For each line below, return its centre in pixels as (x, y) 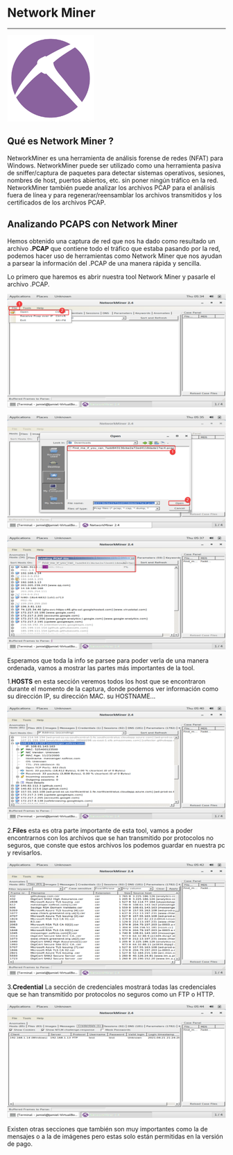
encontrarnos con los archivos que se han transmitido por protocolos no (110, 838)
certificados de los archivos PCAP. (57, 202)
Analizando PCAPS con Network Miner (93, 224)
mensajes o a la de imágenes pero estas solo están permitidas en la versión (115, 1136)
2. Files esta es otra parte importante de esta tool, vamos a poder (100, 830)
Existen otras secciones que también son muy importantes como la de (107, 1129)
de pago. (20, 1144)
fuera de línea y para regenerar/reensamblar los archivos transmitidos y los (114, 195)
